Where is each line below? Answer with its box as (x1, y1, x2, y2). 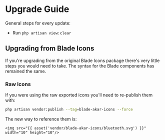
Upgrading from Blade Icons (5, 44, 94, 53)
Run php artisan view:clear (12, 29, 71, 35)
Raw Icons (5, 80, 31, 87)
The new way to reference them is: (5, 116, 77, 122)
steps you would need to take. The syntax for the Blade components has (5, 62, 154, 68)
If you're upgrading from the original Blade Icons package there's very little (5, 57, 160, 63)
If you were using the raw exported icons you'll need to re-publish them (5, 92, 153, 98)
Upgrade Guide (5, 3, 69, 15)
